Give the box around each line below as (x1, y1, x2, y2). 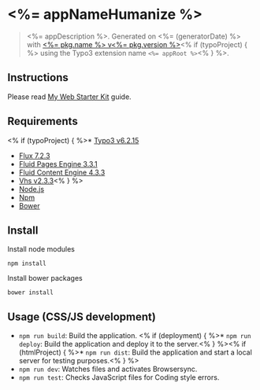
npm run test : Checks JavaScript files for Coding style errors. (18, 373, 220, 382)
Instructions (7, 71, 69, 84)
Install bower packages (7, 274, 84, 283)
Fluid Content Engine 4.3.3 (18, 167, 106, 177)
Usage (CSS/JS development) (7, 310, 157, 323)
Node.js (18, 184, 45, 193)
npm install (7, 259, 46, 268)
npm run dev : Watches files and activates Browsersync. (18, 364, 198, 374)
